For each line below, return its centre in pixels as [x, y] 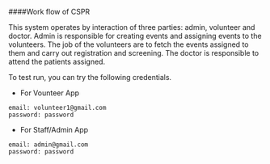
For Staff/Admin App [54, 130]
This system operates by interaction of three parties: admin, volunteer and [132, 27]
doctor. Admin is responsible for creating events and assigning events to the [135, 36]
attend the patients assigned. [57, 61]
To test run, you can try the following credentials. [90, 77]
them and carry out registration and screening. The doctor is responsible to [134, 53]
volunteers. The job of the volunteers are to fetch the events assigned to [129, 44]
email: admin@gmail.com [49, 145]
